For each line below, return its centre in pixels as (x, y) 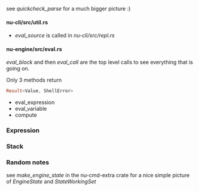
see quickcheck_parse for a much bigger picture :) (68, 9)
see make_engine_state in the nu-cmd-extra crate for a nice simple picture (98, 176)
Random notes (28, 162)
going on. (18, 68)
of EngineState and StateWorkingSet (51, 181)
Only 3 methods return (34, 80)
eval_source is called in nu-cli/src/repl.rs (65, 36)
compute (26, 115)
